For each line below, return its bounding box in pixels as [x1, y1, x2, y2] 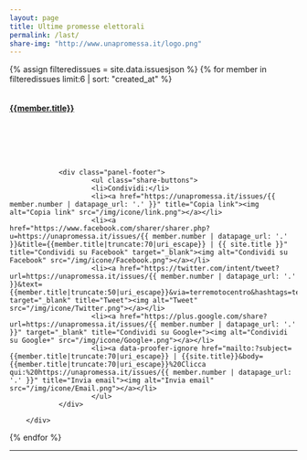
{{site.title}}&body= [181, 352, 263, 361]
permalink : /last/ [9, 30, 79, 39]
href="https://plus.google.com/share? [120, 312, 268, 321]
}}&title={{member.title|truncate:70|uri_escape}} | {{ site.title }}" [9, 240, 288, 250]
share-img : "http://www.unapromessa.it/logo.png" [9, 38, 203, 48]
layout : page [9, 13, 59, 23]
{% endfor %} [9, 432, 62, 444]
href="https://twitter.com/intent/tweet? [120, 264, 281, 273]
